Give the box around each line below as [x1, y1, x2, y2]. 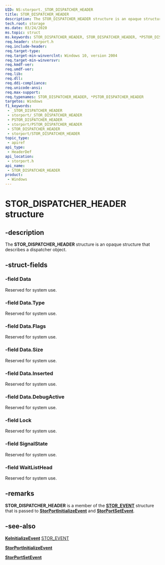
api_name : [5, 163, 26, 168]
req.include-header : [5, 44, 48, 49]
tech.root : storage [5, 21, 45, 26]
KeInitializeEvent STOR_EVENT [5, 535, 69, 541]
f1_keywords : [5, 104, 32, 109]
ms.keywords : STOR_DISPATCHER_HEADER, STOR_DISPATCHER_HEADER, [5, 35, 137, 40]
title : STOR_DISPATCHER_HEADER [5, 12, 69, 17]
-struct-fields [5, 261, 48, 269]
